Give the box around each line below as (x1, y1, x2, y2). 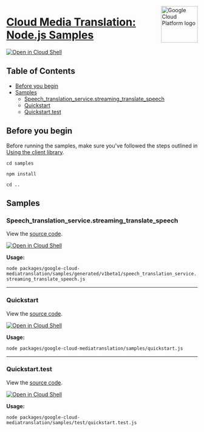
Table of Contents (6, 66, 76, 76)
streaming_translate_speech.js (6, 276, 86, 283)
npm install (6, 171, 36, 177)
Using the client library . (6, 148, 64, 155)
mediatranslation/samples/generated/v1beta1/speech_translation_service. (6, 271, 197, 277)
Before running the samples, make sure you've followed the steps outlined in (6, 142, 198, 149)
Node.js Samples (6, 28, 94, 42)
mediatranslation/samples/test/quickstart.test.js (6, 419, 137, 426)
